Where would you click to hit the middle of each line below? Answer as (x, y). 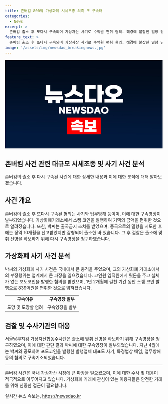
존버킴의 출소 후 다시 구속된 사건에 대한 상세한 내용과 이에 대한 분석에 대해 (77, 177)
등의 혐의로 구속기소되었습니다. (35, 358)
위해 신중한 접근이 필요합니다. (39, 385)
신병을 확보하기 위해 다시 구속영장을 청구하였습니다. (60, 239)
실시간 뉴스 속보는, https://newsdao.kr (43, 396)
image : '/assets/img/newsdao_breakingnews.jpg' (56, 48)
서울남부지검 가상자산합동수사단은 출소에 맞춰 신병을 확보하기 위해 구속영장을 (80, 339)
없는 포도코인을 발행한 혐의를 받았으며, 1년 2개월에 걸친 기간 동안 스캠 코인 (82, 281)
